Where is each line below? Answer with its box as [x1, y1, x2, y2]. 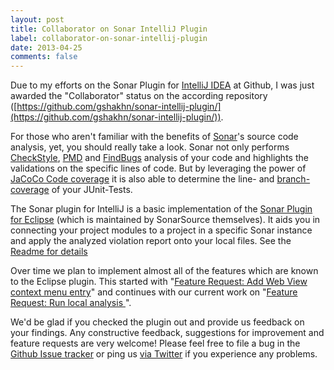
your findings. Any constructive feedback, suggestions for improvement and [10, 327, 325, 339]
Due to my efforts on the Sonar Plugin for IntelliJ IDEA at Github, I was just [10, 79, 315, 91]
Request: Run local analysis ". [10, 297, 132, 309]
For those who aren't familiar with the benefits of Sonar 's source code [10, 131, 299, 143]
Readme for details [10, 246, 88, 258]
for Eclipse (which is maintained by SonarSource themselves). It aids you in [10, 214, 321, 226]
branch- [276, 173, 311, 185]
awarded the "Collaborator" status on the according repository [10, 90, 268, 102]
